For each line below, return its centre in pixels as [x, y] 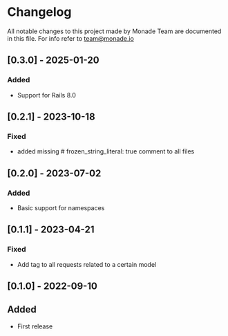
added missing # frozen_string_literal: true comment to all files [106, 151]
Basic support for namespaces [61, 208]
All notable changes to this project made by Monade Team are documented [114, 31]
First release [35, 326]
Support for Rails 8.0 [46, 95]
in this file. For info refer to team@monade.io [71, 38]
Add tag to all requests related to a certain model [87, 264]
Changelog [39, 12]
